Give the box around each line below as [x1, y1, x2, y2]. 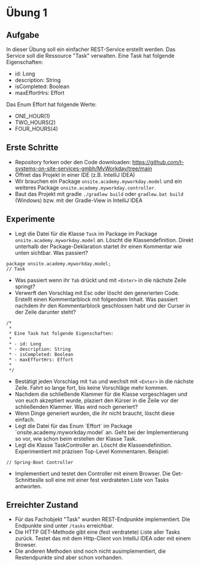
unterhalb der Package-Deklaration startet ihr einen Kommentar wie [14, 243, 183, 250]
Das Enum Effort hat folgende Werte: [6, 101, 97, 108]
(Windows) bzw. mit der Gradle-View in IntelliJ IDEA [14, 197, 143, 204]
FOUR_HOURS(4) [14, 125, 58, 132]
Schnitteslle [14, 476, 44, 483]
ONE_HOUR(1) [14, 113, 50, 119]
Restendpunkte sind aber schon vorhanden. [14, 554, 123, 561]
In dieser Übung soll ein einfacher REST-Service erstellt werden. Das [6, 46, 175, 53]
